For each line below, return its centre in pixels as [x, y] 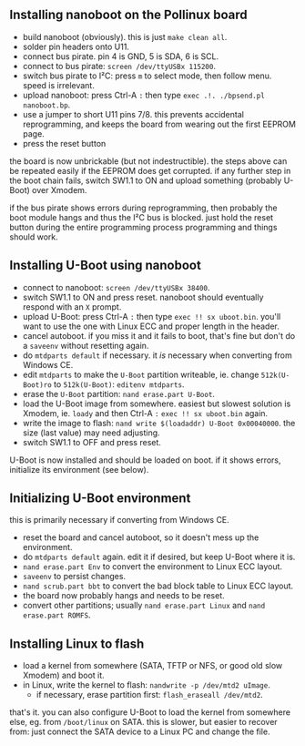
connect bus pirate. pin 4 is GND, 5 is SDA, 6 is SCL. [121, 56]
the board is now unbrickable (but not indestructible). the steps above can [148, 161]
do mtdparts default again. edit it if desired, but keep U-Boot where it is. [159, 557]
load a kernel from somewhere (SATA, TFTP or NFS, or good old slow [152, 666]
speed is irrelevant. [59, 85]
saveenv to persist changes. [74, 577]
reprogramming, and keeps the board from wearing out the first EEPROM [159, 124]
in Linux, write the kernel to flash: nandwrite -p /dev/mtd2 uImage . [146, 685]
